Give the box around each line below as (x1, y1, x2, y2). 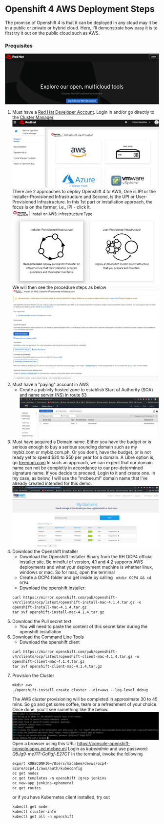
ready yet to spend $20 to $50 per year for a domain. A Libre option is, (12, 454, 155, 460)
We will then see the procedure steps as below (12, 284, 106, 290)
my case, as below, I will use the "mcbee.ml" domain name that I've (12, 475, 148, 481)
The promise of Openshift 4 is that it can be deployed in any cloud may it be (5, 20, 158, 25)
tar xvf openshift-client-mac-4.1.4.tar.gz (12, 664, 102, 669)
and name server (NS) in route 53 (19, 392, 87, 398)
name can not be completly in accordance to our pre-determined (12, 465, 143, 471)
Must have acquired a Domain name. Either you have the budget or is (12, 439, 151, 445)
